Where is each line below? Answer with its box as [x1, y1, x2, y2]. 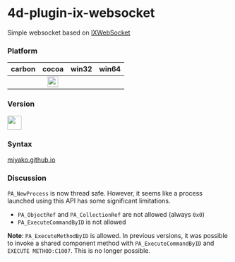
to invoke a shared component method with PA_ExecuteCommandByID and [7, 239, 215, 248]
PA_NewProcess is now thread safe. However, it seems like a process [7, 189, 203, 198]
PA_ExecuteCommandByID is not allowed [17, 218, 126, 227]
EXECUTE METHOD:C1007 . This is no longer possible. [7, 246, 150, 255]
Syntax [7, 139, 32, 149]
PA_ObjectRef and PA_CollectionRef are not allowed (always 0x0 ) [17, 210, 205, 219]
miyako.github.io [7, 155, 56, 164]
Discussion [7, 173, 47, 183]
